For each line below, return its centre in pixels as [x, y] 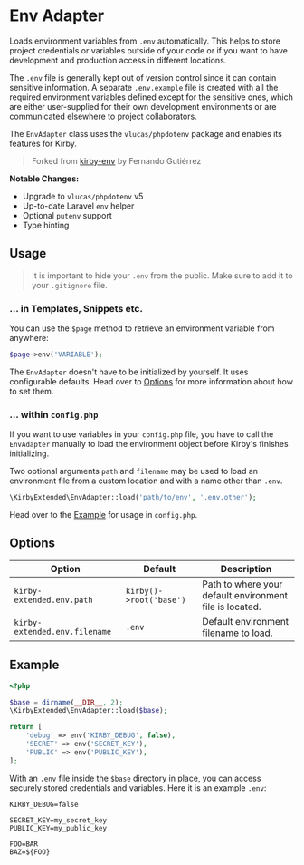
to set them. [32, 391]
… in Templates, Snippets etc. [76, 308]
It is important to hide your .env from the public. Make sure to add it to [162, 275]
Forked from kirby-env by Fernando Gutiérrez [116, 160]
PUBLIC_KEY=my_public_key [58, 828]
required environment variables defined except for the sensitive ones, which [152, 97]
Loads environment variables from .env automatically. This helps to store [145, 41]
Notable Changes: [44, 179]
